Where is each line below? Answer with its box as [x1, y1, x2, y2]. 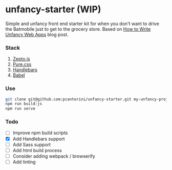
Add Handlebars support [12, 136, 65, 142]
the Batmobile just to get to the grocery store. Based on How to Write [5, 26, 151, 32]
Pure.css [12, 61, 32, 68]
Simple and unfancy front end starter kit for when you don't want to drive [5, 20, 160, 27]
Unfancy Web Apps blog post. [5, 31, 69, 37]
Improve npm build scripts [12, 130, 68, 136]
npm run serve [5, 106, 36, 111]
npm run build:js [5, 101, 42, 107]
